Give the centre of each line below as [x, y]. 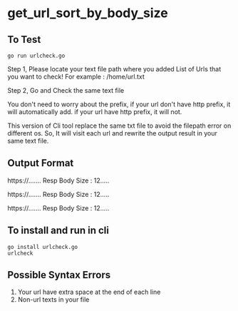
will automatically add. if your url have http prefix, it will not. [95, 112]
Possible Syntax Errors [59, 275]
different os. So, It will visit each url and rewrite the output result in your [112, 133]
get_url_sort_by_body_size [88, 13]
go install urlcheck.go [43, 247]
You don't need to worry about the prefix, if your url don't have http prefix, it [119, 104]
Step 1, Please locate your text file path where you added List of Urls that [114, 69]
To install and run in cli [58, 231]
